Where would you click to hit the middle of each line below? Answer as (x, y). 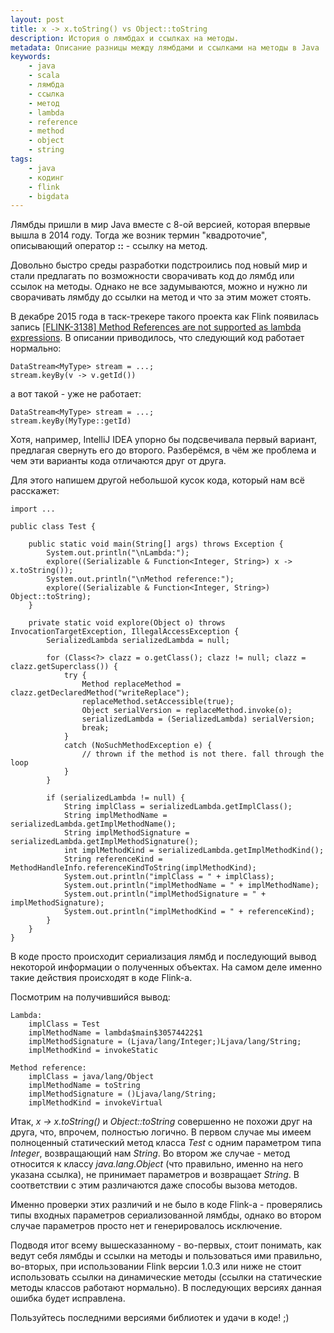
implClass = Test (64, 1024)
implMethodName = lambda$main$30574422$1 (115, 1033)
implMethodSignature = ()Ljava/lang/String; (122, 1094)
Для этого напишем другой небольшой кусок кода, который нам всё (157, 480)
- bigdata (49, 196)
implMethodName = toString (84, 1086)
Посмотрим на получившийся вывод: (90, 997)
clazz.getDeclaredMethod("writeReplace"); (100, 693)
